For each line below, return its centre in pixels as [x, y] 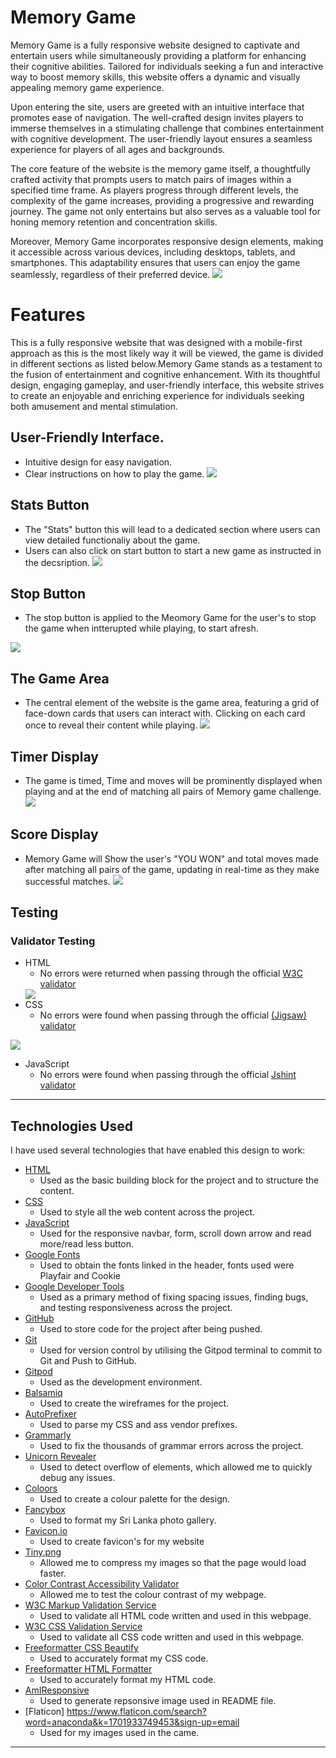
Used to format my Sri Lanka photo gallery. [128, 1520]
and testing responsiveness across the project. [136, 1308]
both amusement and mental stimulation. [94, 406]
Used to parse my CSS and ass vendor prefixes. [138, 1425]
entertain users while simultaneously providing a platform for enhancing [158, 55]
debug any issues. [77, 1478]
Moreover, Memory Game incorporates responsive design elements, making [167, 241]
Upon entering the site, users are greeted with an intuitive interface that [157, 107]
